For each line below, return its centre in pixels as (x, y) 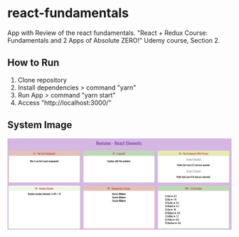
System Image (40, 125)
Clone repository (42, 80)
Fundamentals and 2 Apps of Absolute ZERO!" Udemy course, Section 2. (114, 40)
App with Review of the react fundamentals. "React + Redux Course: (108, 33)
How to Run (33, 63)
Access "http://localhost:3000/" (64, 102)
